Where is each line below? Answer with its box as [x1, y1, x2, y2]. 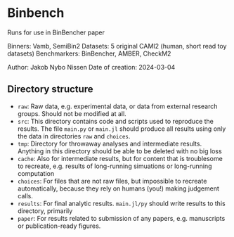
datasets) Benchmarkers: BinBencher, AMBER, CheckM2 [7, 49, 171, 58]
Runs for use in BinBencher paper [7, 28, 105, 37]
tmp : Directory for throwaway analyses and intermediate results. [17, 139, 202, 148]
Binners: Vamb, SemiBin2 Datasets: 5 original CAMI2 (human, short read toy [7, 41, 227, 50]
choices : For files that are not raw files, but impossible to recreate [17, 177, 207, 185]
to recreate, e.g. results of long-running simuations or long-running [17, 162, 212, 170]
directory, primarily [17, 206, 73, 215]
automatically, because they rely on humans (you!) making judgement [17, 184, 220, 193]
